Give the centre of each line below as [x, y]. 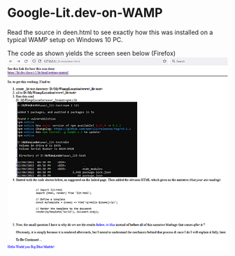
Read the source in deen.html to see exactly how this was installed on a [110, 32]
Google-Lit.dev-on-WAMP [85, 13]
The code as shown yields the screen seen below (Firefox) [92, 53]
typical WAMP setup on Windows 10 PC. [65, 39]
